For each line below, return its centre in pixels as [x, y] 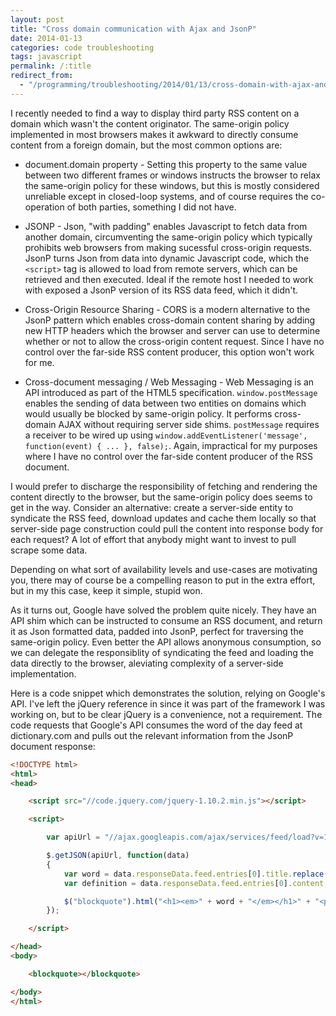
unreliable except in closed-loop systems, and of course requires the [166, 196]
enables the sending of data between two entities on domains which [165, 403]
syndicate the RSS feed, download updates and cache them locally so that [163, 518]
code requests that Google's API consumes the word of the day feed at [156, 725]
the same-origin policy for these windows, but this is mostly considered [172, 185]
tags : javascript [46, 57]
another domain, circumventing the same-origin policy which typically [168, 237]
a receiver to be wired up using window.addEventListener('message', [166, 435]
